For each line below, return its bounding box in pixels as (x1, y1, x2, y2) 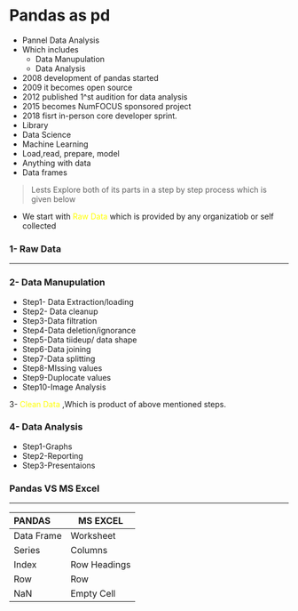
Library (21, 119, 49, 130)
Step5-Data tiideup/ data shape (21, 334, 137, 345)
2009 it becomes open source (21, 82, 133, 92)
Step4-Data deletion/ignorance (21, 325, 137, 335)
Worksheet (70, 530, 116, 543)
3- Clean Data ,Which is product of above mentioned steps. (9, 398, 226, 409)
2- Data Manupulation (9, 277, 106, 289)
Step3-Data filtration (21, 315, 98, 326)
